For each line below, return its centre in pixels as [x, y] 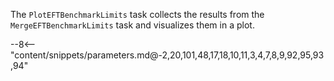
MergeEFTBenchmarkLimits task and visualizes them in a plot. [132, 25]
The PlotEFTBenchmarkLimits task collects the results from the [137, 14]
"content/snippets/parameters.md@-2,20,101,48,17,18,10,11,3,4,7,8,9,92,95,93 [167, 55]
